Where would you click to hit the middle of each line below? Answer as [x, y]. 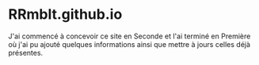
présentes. [26, 52]
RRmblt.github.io [65, 14]
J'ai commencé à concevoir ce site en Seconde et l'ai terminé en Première [129, 36]
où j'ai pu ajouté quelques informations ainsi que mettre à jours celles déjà [129, 44]
